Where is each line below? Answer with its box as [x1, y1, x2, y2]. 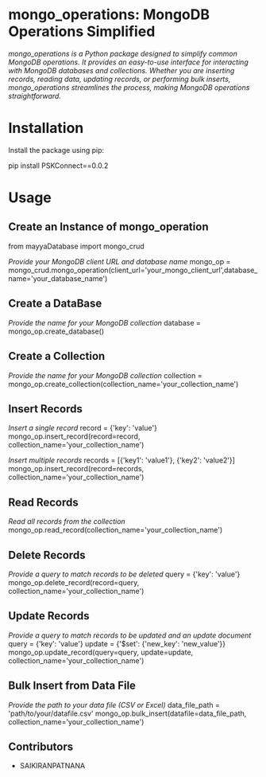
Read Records [8, 495, 79, 509]
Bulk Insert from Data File [8, 679, 137, 693]
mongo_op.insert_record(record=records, [8, 464, 145, 474]
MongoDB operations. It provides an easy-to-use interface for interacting [8, 57, 249, 67]
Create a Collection [8, 349, 106, 363]
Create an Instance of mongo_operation [8, 221, 209, 234]
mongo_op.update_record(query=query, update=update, [8, 647, 194, 657]
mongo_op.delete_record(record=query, [8, 577, 140, 587]
